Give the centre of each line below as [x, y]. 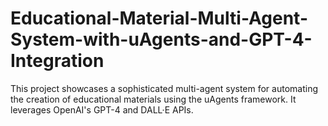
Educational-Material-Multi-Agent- [159, 18]
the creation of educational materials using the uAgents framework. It [153, 99]
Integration [57, 61]
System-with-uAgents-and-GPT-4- [161, 39]
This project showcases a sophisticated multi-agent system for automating [164, 88]
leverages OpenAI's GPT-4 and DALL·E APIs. [102, 109]
